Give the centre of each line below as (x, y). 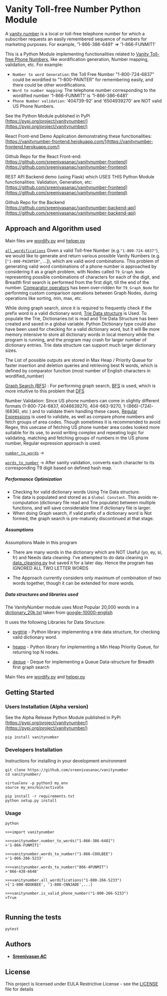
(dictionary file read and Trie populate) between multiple (98, 502)
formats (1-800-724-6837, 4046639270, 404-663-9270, (64, 406)
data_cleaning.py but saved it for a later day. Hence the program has (83, 563)
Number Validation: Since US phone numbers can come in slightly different (82, 400)
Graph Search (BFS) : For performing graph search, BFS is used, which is (80, 385)
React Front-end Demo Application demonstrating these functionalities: (78, 136)
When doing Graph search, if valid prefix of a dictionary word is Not (82, 513)
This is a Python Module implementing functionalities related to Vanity (77, 54)
